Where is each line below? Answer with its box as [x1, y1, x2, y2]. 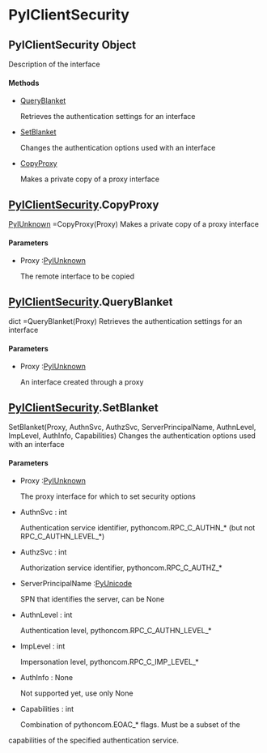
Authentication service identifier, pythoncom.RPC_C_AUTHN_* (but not [19, 523, 256, 533]
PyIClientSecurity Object [8, 38, 136, 52]
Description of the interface [8, 59, 100, 69]
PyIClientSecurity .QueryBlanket [8, 295, 173, 308]
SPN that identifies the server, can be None [19, 594, 165, 604]
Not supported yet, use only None [19, 688, 133, 698]
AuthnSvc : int [19, 508, 67, 517]
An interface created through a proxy [19, 377, 144, 387]
